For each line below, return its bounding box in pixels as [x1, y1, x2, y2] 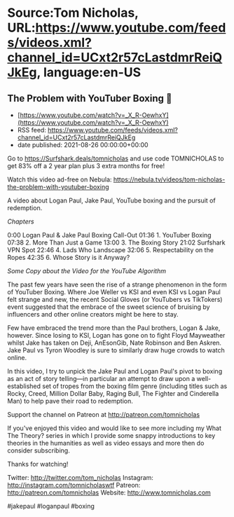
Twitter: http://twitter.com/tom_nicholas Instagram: [7, 474, 154, 481]
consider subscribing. [7, 446, 70, 455]
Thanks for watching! [7, 460, 69, 468]
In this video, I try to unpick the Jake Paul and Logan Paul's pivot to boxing [7, 367, 223, 375]
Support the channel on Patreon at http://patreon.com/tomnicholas [7, 411, 200, 418]
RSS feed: [17, 126, 47, 134]
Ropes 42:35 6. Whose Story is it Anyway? [7, 254, 130, 261]
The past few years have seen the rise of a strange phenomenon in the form [7, 280, 227, 289]
